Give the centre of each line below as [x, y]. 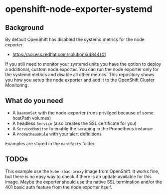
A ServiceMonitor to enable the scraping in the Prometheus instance [83, 128]
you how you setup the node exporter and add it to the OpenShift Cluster [80, 80]
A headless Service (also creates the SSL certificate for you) [75, 123]
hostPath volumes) [32, 118]
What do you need [34, 101]
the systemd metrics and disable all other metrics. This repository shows [80, 75]
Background [24, 28]
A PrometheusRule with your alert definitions [57, 134]
